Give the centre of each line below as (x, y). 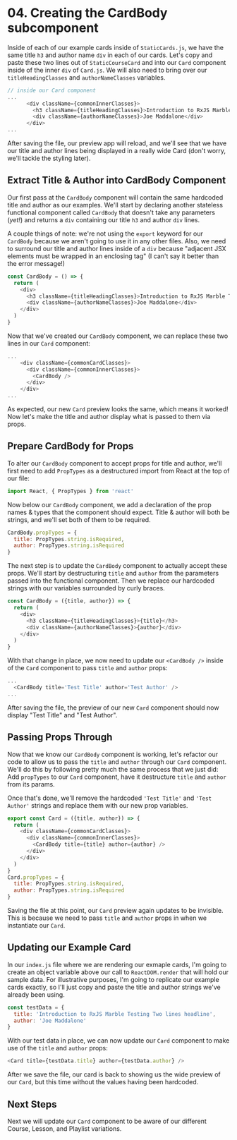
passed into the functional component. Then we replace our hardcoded (111, 581)
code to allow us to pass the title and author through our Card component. (117, 762)
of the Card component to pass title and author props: (87, 668)
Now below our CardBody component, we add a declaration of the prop (109, 504)
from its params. (31, 784)
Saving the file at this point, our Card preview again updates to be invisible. (115, 910)
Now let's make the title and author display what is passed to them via (109, 417)
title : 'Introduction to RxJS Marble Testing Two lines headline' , (115, 1014)
